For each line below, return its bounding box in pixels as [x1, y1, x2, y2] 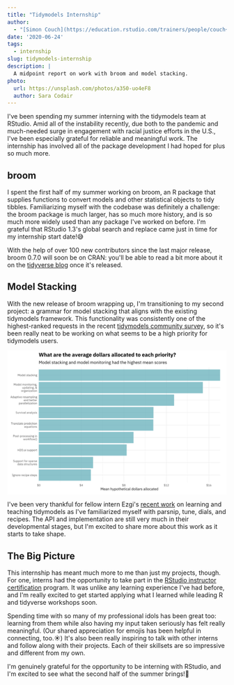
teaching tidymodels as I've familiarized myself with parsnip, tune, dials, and [7, 508, 226, 516]
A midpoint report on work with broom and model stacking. [13, 70, 189, 77]
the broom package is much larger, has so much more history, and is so [7, 210, 212, 219]
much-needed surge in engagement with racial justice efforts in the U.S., [7, 127, 216, 135]
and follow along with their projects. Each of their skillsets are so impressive [7, 641, 225, 649]
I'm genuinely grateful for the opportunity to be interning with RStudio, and [7, 662, 221, 670]
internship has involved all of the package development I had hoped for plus [7, 142, 226, 150]
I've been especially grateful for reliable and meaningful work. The [7, 135, 198, 143]
